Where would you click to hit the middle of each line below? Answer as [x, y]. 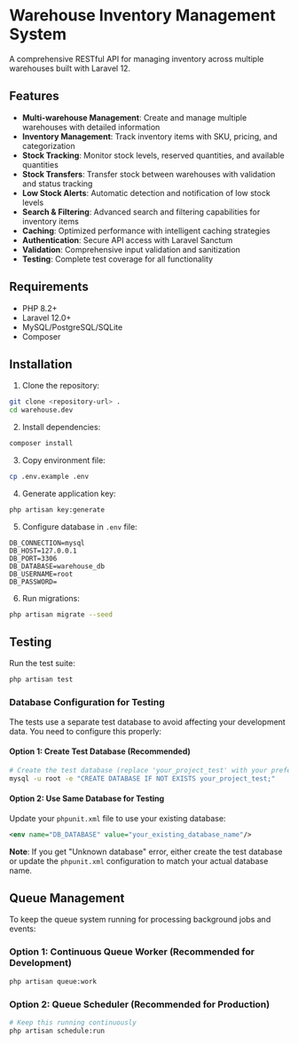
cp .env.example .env [49, 476]
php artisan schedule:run [57, 1031]
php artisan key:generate [57, 510]
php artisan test [41, 679]
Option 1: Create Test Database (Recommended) [100, 751]
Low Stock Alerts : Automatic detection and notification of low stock [146, 192]
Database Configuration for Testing [87, 703]
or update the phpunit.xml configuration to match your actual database [139, 860]
